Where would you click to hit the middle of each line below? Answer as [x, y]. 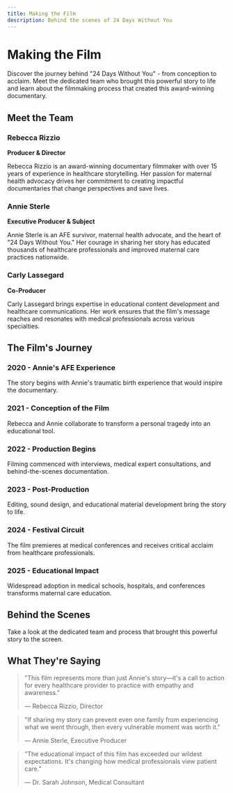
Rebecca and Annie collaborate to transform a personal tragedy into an [109, 423]
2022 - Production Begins [51, 449]
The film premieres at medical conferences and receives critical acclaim [110, 545]
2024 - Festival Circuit [46, 530]
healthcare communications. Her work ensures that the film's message [109, 311]
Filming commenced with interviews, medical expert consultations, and [109, 464]
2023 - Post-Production [48, 489]
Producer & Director [37, 153]
